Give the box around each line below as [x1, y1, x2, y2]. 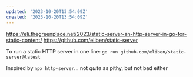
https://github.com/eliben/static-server [43, 36, 138, 43]
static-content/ [6, 36, 42, 43]
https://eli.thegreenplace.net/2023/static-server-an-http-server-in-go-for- [6, 30, 187, 37]
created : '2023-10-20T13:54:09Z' [6, 14, 88, 20]
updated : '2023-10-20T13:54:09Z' [6, 8, 88, 15]
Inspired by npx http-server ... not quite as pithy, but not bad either [6, 64, 168, 71]
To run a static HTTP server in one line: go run [6, 48, 118, 55]
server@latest [6, 54, 41, 60]
